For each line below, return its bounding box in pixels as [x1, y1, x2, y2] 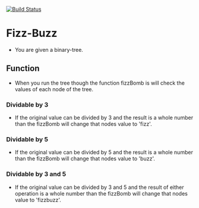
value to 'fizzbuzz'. [14, 196, 61, 203]
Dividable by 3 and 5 [6, 170, 67, 178]
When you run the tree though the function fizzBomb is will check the [14, 79, 185, 86]
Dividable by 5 [6, 135, 49, 143]
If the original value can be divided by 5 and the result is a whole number [14, 149, 193, 156]
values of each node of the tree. [14, 85, 94, 92]
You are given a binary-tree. [14, 46, 83, 53]
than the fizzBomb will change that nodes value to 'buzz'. [14, 155, 156, 162]
